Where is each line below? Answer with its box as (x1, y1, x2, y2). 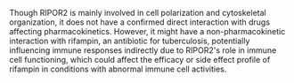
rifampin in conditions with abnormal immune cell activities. (9, 64, 227, 74)
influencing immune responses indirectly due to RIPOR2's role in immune (9, 45, 277, 56)
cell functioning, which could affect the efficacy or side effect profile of (9, 55, 271, 64)
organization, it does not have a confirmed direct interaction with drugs (9, 17, 270, 27)
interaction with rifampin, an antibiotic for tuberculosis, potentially (9, 35, 250, 46)
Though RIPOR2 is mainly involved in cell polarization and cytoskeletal (9, 8, 266, 18)
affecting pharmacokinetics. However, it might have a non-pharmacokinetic (9, 26, 286, 36)
